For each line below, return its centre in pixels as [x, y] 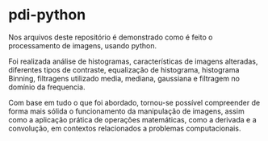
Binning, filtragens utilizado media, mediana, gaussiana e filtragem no [124, 78]
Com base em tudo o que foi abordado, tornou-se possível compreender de [134, 102]
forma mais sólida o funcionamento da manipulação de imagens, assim [126, 111]
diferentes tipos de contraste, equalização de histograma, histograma [124, 69]
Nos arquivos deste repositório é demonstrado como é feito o [111, 37]
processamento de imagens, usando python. [83, 45]
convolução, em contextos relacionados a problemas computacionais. [125, 128]
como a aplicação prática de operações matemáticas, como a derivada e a [132, 119]
